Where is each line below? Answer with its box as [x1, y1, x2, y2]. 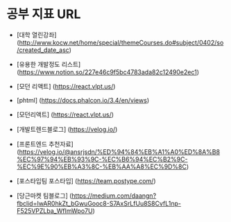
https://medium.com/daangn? [71, 191, 157, 200]
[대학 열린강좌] [16, 31, 57, 39]
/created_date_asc [16, 46, 70, 54]
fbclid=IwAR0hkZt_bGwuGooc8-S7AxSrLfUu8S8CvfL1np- [16, 199, 182, 207]
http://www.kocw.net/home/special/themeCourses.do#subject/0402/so [19, 38, 224, 46]
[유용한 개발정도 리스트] [16, 60, 81, 68]
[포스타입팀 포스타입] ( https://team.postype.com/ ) [16, 176, 157, 185]
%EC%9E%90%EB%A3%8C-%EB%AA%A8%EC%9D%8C [16, 162, 187, 171]
